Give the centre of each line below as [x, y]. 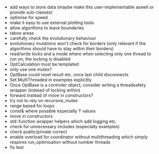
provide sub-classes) [31, 12]
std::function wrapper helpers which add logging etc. [63, 121]
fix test [17, 147]
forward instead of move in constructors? [51, 95]
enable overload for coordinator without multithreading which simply [79, 137]
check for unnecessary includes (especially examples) [65, 126]
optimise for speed [29, 17]
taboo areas [22, 33]
